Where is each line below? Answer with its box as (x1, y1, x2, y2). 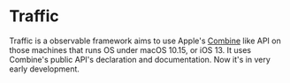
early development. (9, 64, 80, 74)
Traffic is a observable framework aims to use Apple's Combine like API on (9, 35, 281, 46)
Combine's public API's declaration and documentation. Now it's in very (9, 54, 271, 64)
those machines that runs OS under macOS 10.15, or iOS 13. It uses (9, 44, 252, 55)
